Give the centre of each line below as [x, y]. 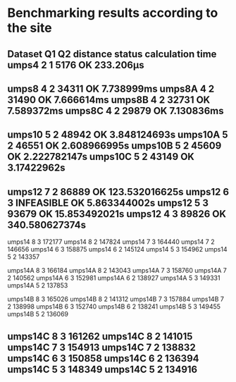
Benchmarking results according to [113, 13]
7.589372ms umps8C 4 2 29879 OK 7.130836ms [116, 111]
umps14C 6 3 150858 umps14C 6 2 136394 [103, 358]
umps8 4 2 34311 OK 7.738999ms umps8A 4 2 [111, 88]
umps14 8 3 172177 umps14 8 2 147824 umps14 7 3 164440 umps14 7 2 [111, 242]
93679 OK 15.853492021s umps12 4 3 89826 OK [117, 214]
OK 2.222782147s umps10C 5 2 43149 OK [101, 157]
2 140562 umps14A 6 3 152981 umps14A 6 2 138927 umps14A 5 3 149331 [114, 278]
